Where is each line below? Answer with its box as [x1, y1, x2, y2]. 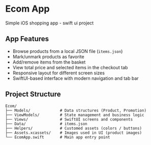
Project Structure [5, 90, 61, 99]
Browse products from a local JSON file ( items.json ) [12, 48, 123, 54]
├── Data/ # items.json [5, 121, 87, 126]
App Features [5, 35, 49, 43]
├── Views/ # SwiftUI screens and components [5, 117, 133, 122]
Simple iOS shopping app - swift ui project [5, 20, 94, 26]
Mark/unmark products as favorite [12, 53, 85, 60]
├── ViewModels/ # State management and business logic [5, 112, 144, 118]
